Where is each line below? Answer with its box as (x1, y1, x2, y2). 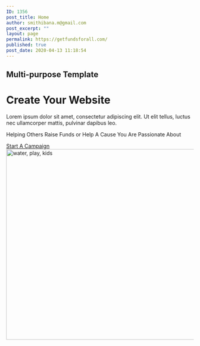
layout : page (6, 31, 39, 37)
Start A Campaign (6, 142, 50, 149)
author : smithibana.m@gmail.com (6, 20, 86, 26)
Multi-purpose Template (6, 70, 99, 80)
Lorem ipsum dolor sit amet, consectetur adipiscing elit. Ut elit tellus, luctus (6, 113, 190, 120)
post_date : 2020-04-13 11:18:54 (6, 48, 86, 54)
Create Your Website (6, 93, 111, 107)
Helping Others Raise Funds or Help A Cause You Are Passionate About (6, 131, 182, 138)
